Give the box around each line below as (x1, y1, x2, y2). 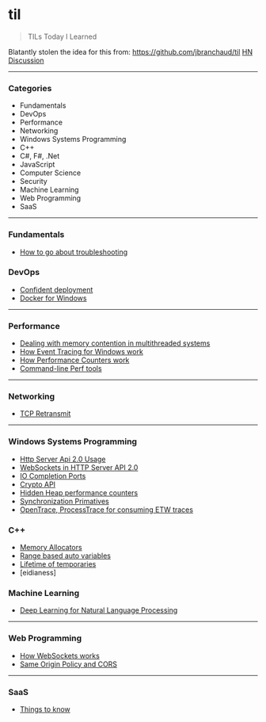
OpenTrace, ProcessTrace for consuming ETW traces (19, 505, 194, 514)
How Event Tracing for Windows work (19, 347, 144, 357)
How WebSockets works (19, 651, 101, 660)
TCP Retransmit (19, 409, 71, 418)
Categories (8, 82, 52, 94)
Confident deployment (19, 285, 93, 294)
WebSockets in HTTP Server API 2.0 (19, 462, 139, 472)
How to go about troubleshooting (19, 247, 128, 257)
